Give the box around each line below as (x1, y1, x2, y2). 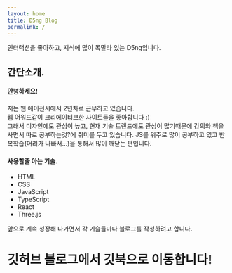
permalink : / (7, 23, 46, 30)
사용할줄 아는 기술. (7, 156, 58, 165)
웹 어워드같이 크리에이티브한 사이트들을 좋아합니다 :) (7, 113, 151, 121)
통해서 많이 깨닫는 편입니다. (76, 139, 152, 148)
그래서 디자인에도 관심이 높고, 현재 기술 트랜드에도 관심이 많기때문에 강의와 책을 (7, 121, 224, 130)
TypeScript (17, 195, 50, 204)
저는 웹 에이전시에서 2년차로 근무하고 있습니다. (7, 103, 135, 113)
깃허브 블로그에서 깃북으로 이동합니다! (7, 252, 212, 268)
